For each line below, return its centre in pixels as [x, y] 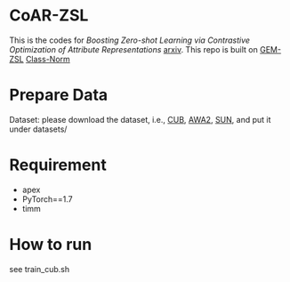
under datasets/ [38, 129]
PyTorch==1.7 [47, 199]
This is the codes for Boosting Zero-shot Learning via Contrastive [130, 40]
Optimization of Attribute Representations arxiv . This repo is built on [133, 49]
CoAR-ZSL [49, 16]
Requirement [58, 165]
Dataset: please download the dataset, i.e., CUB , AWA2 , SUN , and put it [140, 119]
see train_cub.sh [39, 269]
